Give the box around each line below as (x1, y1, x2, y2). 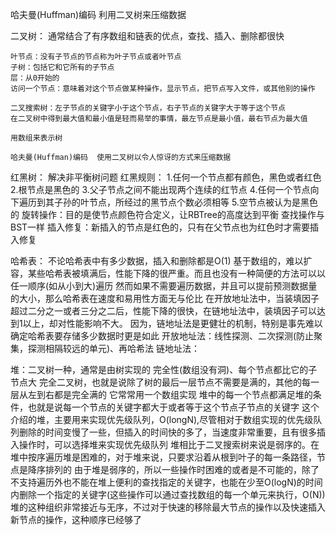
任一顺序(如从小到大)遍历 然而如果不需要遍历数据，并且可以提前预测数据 (10, 280, 309, 292)
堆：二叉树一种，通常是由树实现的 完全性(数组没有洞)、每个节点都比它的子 (10, 364, 318, 375)
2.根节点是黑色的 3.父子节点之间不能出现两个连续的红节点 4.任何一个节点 (10, 184, 311, 195)
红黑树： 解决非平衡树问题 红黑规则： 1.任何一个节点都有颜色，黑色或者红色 (10, 171, 322, 183)
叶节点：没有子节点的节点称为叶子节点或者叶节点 (10, 52, 182, 62)
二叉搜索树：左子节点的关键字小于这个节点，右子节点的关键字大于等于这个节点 (10, 103, 286, 113)
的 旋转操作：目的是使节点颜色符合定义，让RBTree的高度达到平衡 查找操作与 (10, 209, 325, 220)
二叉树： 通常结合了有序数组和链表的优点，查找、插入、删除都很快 (10, 30, 285, 42)
